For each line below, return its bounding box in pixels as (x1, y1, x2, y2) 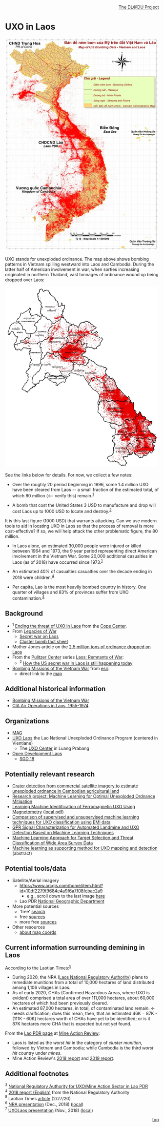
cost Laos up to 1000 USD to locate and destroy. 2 (12, 507, 112, 514)
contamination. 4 (12, 594, 45, 601)
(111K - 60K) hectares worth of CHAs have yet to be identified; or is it (12, 1016, 150, 1022)
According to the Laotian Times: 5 (5, 964, 72, 971)
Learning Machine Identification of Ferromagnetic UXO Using (12, 804, 135, 810)
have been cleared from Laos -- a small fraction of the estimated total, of (12, 487, 159, 492)
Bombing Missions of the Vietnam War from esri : (12, 665, 110, 671)
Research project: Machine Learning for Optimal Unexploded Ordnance (12, 793, 155, 799)
